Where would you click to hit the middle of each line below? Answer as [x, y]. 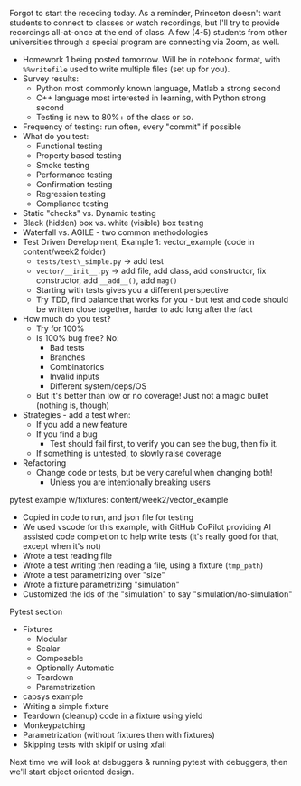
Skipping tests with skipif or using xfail [94, 744]
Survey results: [51, 79]
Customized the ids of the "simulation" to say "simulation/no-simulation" [157, 594]
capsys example [53, 696]
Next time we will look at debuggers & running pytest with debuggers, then [149, 762]
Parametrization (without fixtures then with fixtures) [118, 735]
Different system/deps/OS [98, 386]
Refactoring [44, 463]
